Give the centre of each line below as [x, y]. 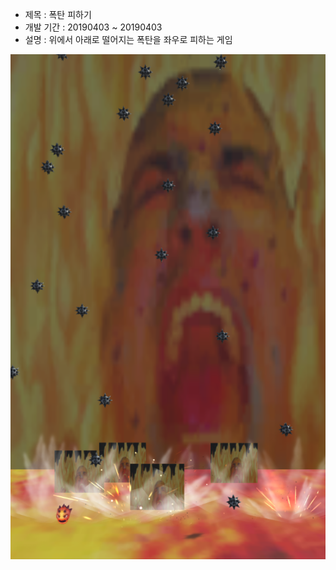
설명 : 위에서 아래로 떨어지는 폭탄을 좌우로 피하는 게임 [128, 39]
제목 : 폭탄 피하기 [58, 14]
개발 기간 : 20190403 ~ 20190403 [93, 27]
